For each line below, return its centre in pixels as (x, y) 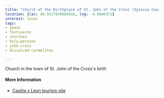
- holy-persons (20, 41)
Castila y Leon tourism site (39, 90)
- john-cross (18, 46)
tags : (10, 23)
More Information (23, 80)
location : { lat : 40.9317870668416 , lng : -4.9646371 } (60, 14)
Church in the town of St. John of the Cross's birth (56, 68)
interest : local (21, 19)
